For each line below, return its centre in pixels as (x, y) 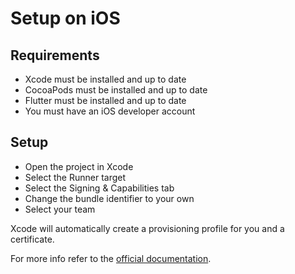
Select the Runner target (75, 177)
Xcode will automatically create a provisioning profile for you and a (147, 228)
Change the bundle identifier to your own (109, 198)
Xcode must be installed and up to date (105, 79)
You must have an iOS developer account (110, 111)
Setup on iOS (65, 18)
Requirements (55, 55)
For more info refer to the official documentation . (111, 258)
